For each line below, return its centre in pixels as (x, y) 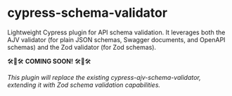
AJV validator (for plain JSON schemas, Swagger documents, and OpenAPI (116, 39)
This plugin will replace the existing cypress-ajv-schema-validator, (104, 77)
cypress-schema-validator (87, 13)
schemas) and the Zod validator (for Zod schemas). (82, 47)
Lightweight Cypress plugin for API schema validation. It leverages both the (116, 32)
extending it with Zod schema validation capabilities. (84, 85)
